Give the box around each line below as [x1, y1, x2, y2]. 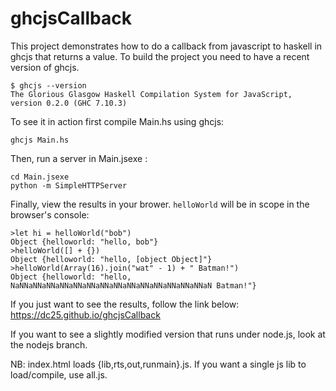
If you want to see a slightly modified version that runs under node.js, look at [10, 328, 326, 340]
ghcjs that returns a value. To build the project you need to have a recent [10, 50, 310, 62]
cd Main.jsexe [10, 172, 70, 182]
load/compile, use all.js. [10, 368, 108, 381]
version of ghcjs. [10, 61, 80, 73]
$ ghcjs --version [10, 80, 87, 91]
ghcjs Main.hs [10, 135, 70, 145]
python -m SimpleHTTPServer [10, 180, 128, 191]
